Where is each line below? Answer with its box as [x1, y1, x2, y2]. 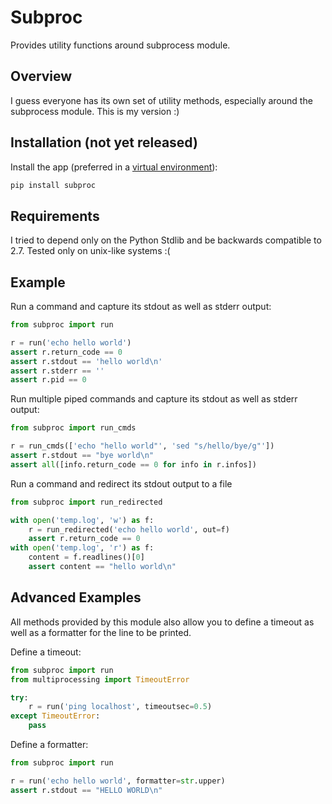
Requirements [10, 207, 100, 225]
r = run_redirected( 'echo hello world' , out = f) [28, 524, 230, 535]
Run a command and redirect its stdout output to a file [10, 477, 233, 490]
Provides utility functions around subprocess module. [10, 39, 231, 51]
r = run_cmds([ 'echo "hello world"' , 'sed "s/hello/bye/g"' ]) [10, 441, 275, 451]
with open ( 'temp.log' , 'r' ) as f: [10, 543, 155, 553]
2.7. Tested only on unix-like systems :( [10, 245, 171, 257]
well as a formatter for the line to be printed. [10, 626, 192, 638]
